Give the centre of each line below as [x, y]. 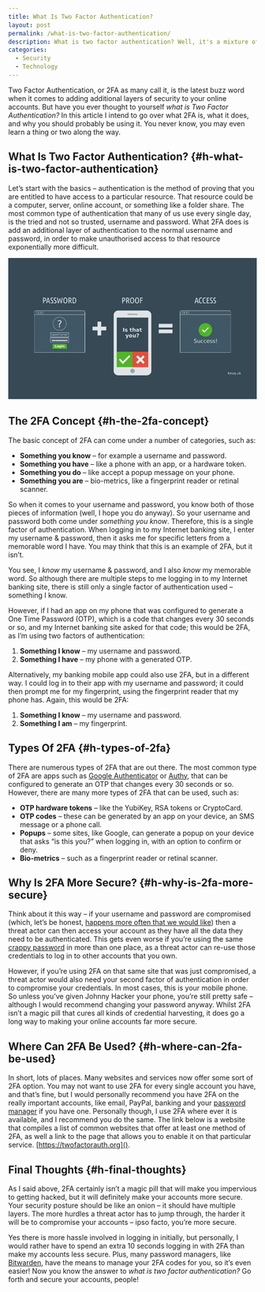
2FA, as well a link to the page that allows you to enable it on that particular [130, 1137]
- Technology [37, 67]
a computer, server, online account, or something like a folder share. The [126, 204]
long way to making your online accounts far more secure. [103, 1021]
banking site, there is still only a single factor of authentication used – [121, 586]
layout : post [30, 25]
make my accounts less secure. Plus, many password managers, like [119, 1254]
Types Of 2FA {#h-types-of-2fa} [90, 749]
